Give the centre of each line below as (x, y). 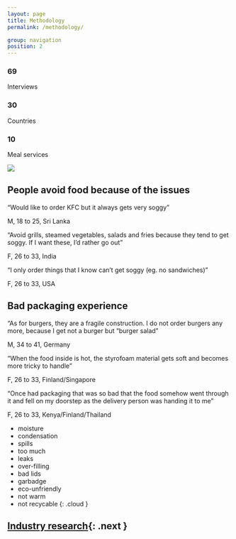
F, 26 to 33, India (32, 256)
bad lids (29, 474)
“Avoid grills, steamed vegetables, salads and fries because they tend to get (118, 234)
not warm (32, 496)
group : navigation (34, 40)
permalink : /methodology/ (45, 27)
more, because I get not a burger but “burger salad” (83, 330)
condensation (38, 436)
